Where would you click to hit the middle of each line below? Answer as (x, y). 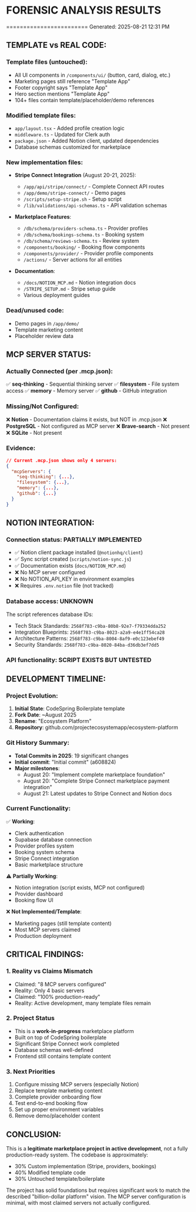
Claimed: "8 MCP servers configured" (61, 984)
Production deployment (43, 936)
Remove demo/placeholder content (57, 1116)
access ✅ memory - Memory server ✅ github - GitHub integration (87, 391)
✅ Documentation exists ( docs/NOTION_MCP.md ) (70, 566)
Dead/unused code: (35, 311)
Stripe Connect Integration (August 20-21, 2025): (75, 175)
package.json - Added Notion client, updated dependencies (87, 141)
